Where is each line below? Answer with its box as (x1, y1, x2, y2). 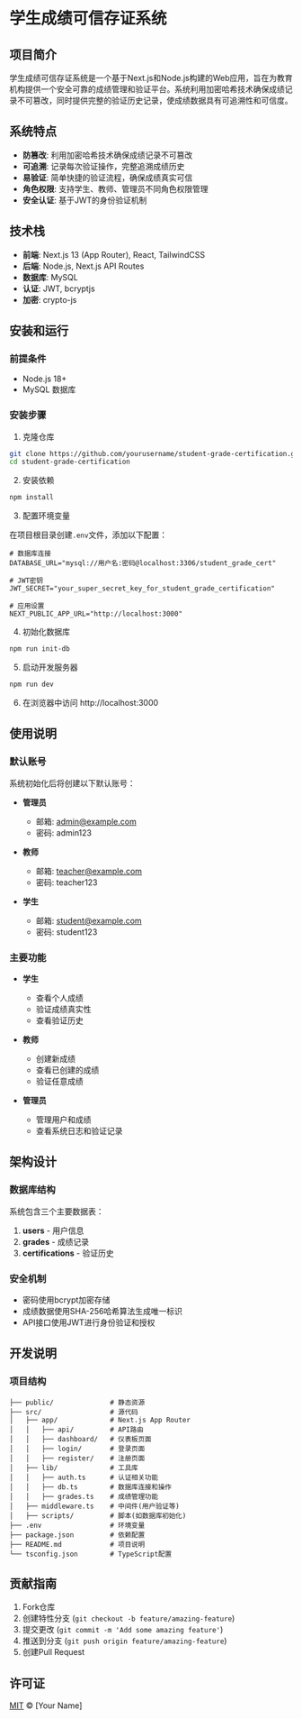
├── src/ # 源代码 (9, 1407, 138, 1416)
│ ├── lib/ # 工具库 (9, 1463, 138, 1472)
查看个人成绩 (35, 992, 84, 1003)
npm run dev (9, 680, 54, 690)
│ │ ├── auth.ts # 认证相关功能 (9, 1473, 159, 1482)
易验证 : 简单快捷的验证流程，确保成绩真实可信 (22, 172, 193, 183)
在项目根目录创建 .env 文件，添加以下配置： (9, 529, 168, 541)
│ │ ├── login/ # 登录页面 (9, 1444, 146, 1453)
